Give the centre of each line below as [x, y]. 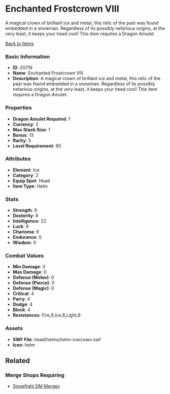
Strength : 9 [25, 210]
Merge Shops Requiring [35, 375]
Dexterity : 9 [25, 216]
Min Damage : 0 [29, 267]
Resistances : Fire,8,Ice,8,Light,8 [47, 315]
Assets [14, 329]
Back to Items [20, 43]
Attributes [18, 159]
